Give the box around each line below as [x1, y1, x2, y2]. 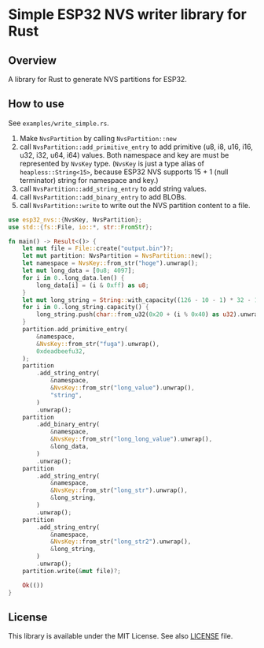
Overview [8, 54, 57, 67]
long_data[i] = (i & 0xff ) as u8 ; [36, 281, 149, 289]
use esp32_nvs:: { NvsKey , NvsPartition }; [8, 215, 143, 224]
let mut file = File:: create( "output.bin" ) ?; [22, 244, 174, 253]
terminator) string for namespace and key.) [19, 175, 159, 184]
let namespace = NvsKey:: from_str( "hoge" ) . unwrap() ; [22, 259, 199, 267]
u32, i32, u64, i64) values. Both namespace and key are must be [19, 150, 229, 159]
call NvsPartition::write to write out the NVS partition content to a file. [19, 200, 251, 210]
